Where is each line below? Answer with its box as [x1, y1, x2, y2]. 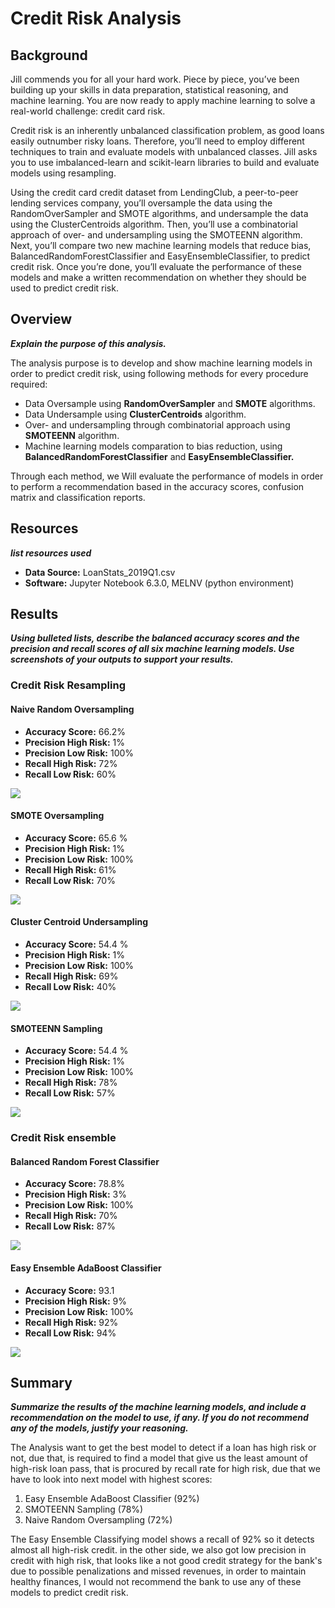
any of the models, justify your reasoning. [10, 1422, 189, 1434]
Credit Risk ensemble [10, 1131, 117, 1145]
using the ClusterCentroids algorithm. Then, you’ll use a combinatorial [10, 218, 298, 230]
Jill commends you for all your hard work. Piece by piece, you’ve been [10, 73, 300, 85]
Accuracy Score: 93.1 [24, 1284, 115, 1296]
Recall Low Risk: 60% [24, 768, 117, 780]
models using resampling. [10, 167, 117, 179]
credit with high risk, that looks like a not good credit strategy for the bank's [10, 1555, 323, 1567]
